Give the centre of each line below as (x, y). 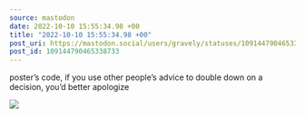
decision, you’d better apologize (69, 87)
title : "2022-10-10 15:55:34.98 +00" (81, 34)
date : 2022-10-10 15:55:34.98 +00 (75, 26)
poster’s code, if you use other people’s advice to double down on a (136, 77)
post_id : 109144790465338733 (64, 52)
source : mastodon (42, 18)
